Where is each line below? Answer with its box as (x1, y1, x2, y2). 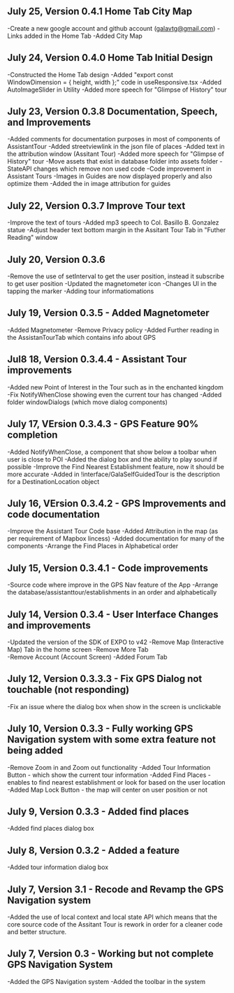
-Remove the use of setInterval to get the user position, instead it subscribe (7, 272, 225, 280)
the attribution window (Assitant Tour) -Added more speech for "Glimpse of (7, 150, 225, 158)
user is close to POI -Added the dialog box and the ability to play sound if (7, 455, 218, 464)
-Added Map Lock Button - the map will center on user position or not (7, 785, 208, 794)
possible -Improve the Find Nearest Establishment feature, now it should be (7, 462, 225, 471)
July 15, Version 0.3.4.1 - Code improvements (7, 562, 208, 574)
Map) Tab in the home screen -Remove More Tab (7, 645, 149, 653)
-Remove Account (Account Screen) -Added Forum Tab (7, 652, 168, 661)
